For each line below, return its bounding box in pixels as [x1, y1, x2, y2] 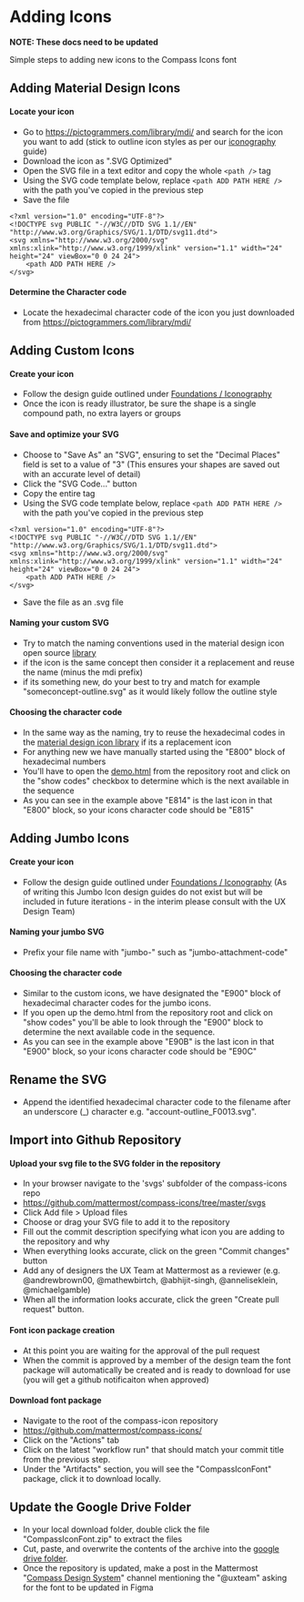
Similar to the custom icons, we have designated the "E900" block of [22, 987, 281, 998]
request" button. [22, 1304, 85, 1315]
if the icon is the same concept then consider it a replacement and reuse [22, 657, 295, 668]
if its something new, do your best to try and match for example [22, 676, 261, 687]
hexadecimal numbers [22, 756, 106, 767]
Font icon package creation [9, 1324, 116, 1335]
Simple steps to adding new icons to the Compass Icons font [9, 54, 238, 65]
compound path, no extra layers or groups [22, 408, 182, 419]
